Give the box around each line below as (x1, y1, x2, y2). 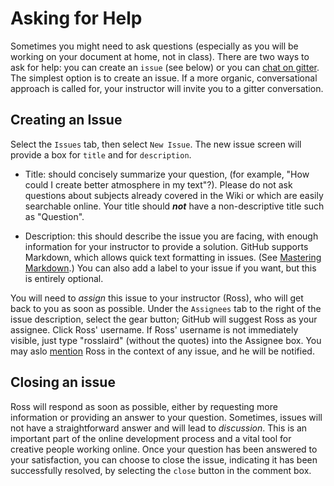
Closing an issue (10, 374, 116, 391)
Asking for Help (10, 7, 143, 30)
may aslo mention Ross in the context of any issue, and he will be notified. (10, 345, 315, 357)
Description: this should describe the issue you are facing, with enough (24, 230, 319, 242)
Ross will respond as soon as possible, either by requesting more (10, 400, 278, 412)
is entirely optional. (24, 272, 104, 284)
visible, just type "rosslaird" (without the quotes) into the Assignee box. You (10, 334, 322, 346)
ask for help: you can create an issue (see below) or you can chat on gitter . (10, 61, 320, 73)
